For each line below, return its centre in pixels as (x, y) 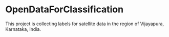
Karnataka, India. (23, 29)
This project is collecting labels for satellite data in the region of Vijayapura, (85, 24)
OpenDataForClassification (65, 10)
